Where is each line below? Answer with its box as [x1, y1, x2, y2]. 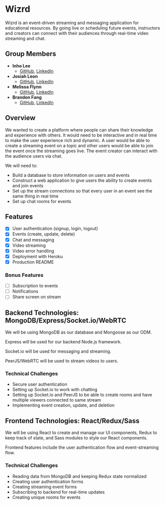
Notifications [12, 288, 38, 294]
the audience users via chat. [5, 153, 63, 159]
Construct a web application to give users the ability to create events [12, 177, 152, 183]
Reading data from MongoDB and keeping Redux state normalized [12, 473, 147, 479]
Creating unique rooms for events [12, 494, 81, 500]
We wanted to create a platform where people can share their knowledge [5, 127, 154, 133]
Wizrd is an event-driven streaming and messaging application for [5, 20, 139, 26]
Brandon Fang [12, 94, 42, 100]
